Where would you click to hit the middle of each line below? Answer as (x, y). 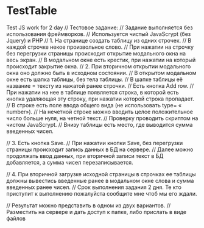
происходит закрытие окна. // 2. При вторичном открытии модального (99, 66)
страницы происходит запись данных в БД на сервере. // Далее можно (100, 149)
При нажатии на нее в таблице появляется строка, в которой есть (93, 92)
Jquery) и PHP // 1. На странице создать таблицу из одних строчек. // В (99, 40)
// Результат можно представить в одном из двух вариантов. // (89, 205)
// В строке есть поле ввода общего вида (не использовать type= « (94, 105)
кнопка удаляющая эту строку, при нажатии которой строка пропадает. (100, 99)
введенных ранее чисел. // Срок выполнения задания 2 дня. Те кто (94, 187)
